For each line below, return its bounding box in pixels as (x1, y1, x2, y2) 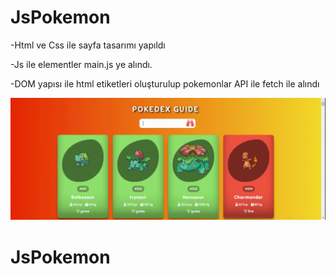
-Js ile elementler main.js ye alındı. (10, 58, 153, 70)
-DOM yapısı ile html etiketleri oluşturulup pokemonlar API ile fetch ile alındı (10, 77, 320, 90)
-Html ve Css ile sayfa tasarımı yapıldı (10, 39, 166, 51)
